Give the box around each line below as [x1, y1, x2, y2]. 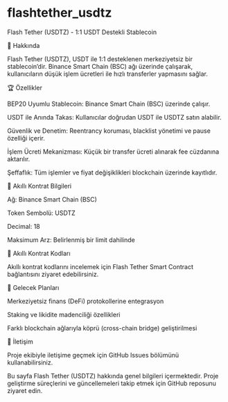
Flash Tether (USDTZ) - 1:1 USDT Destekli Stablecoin [7, 28, 157, 36]
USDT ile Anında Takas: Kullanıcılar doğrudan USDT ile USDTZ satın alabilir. [7, 113, 222, 121]
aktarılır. [7, 154, 30, 163]
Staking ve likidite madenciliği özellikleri [7, 310, 121, 319]
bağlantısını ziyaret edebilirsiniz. [7, 270, 99, 278]
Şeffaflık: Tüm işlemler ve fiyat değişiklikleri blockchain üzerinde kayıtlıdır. [7, 168, 218, 177]
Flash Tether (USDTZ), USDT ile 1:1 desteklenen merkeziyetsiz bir [7, 54, 193, 63]
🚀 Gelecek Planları [7, 283, 60, 291]
